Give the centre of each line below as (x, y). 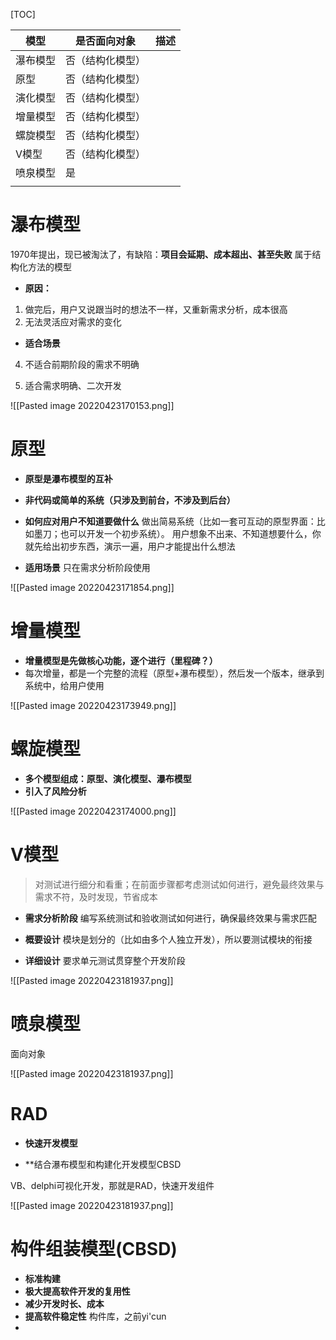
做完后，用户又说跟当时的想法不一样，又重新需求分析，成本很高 (156, 309)
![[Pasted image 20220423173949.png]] (93, 705)
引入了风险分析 (55, 791)
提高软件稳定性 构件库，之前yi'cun (95, 1316)
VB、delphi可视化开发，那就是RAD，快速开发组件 (112, 1185)
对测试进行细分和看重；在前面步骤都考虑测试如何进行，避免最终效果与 (179, 884)
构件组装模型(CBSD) (94, 1248)
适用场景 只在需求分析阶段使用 (87, 567)
